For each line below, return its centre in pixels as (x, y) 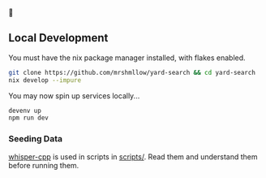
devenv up (25, 111)
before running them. (44, 165)
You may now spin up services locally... (74, 96)
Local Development (58, 38)
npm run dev (28, 118)
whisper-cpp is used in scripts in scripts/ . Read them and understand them (133, 156)
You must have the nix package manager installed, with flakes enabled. (127, 58)
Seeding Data (36, 139)
